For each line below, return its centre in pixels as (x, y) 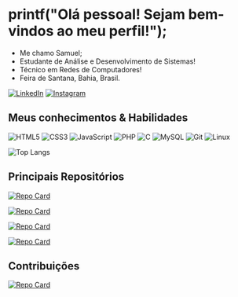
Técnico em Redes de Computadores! (81, 69)
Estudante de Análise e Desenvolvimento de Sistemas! (108, 61)
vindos (31, 31)
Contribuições (44, 266)
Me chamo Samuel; (51, 53)
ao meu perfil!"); (112, 31)
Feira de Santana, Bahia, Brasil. (70, 78)
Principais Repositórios (66, 177)
